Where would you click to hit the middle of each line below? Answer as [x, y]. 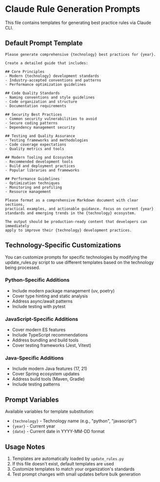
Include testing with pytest [39, 306]
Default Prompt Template [44, 43]
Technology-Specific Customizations [63, 245]
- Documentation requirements [36, 106]
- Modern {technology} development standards [52, 76]
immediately [17, 226]
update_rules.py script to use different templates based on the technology [80, 262]
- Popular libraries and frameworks [42, 170]
